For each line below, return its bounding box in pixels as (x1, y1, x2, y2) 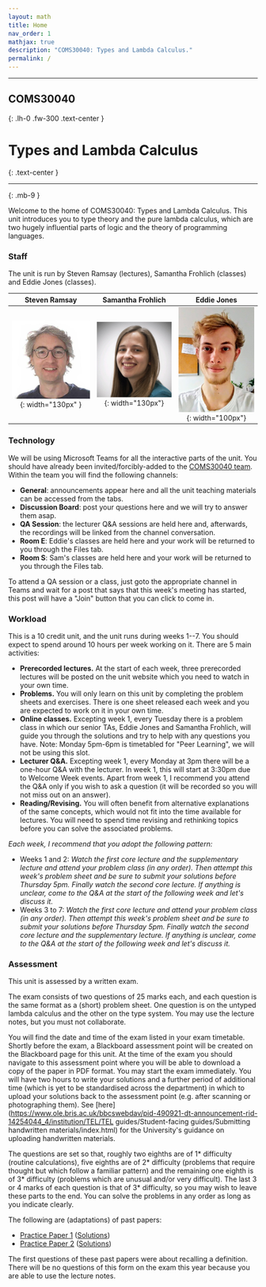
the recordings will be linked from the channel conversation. (19, 528, 216, 537)
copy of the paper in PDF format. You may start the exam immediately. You (8, 1066, 252, 1076)
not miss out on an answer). (19, 789, 111, 799)
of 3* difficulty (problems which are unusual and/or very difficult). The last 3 (8, 1174, 257, 1184)
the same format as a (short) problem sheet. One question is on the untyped (8, 1001, 256, 1010)
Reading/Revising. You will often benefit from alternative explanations (19, 798, 249, 808)
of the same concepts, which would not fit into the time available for (19, 806, 241, 816)
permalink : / (8, 55, 51, 63)
